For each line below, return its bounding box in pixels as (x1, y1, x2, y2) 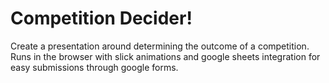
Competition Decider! (10, 7, 193, 30)
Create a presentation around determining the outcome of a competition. (10, 40, 310, 52)
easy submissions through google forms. (10, 61, 179, 73)
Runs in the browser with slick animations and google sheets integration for (10, 50, 321, 62)
